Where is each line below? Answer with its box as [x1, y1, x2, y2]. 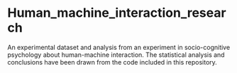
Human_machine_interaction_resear [7, 5, 226, 21]
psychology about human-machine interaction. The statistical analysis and [7, 51, 225, 59]
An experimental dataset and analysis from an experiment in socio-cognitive [7, 43, 231, 51]
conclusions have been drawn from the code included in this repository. [7, 58, 218, 66]
